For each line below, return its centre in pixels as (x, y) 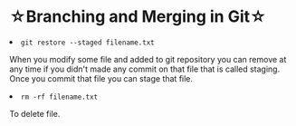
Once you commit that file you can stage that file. (101, 78)
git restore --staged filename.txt (88, 43)
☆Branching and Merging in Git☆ (138, 17)
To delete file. (35, 113)
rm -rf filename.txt (60, 97)
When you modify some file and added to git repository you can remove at (148, 59)
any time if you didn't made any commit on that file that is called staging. (145, 69)
